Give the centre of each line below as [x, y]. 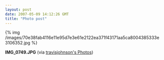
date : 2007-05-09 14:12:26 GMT [37, 14]
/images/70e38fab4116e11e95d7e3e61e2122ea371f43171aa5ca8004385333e [82, 38]
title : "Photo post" [26, 19]
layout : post [18, 10]
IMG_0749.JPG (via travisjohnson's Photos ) [49, 52]
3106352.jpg [18, 43]
